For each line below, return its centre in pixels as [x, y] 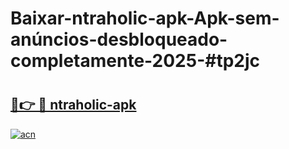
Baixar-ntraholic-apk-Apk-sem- [145, 18]
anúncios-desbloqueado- [119, 39]
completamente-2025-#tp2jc [135, 61]
